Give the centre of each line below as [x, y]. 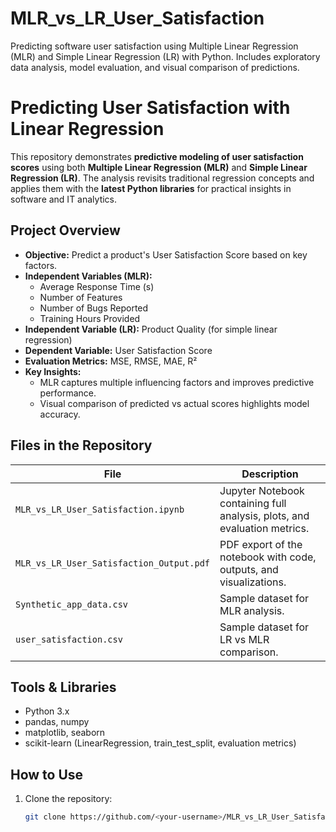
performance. [68, 393]
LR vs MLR [244, 639]
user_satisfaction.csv [69, 639]
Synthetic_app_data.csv [72, 604]
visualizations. [253, 582]
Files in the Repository [81, 445]
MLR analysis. [252, 610]
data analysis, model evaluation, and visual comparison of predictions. [155, 67]
